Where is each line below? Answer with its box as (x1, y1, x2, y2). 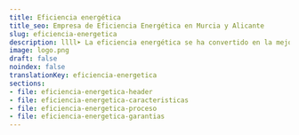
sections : (9, 79, 46, 88)
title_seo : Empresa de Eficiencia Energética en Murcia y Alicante (9, 21, 265, 30)
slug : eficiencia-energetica (9, 29, 117, 38)
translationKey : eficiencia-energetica (9, 71, 158, 80)
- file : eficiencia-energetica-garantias (9, 112, 166, 121)
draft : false (9, 54, 58, 63)
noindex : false (9, 63, 66, 72)
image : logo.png (9, 46, 69, 55)
